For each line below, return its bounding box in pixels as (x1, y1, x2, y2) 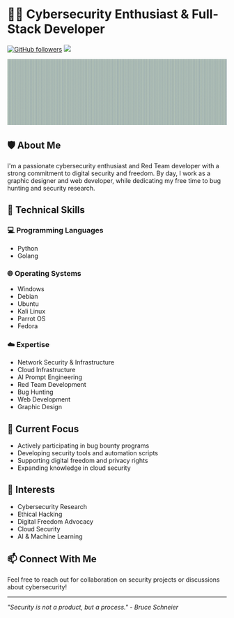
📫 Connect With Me (7, 553, 97, 565)
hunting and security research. (7, 184, 95, 192)
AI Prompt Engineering (17, 373, 82, 381)
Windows (17, 284, 45, 293)
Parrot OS (17, 314, 46, 323)
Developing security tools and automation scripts (17, 448, 159, 457)
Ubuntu (17, 300, 40, 308)
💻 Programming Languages (7, 226, 104, 235)
